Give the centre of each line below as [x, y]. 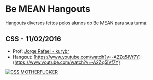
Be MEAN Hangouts [48, 9]
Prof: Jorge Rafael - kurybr [41, 51]
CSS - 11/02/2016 [33, 39]
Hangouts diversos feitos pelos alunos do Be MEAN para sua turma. [76, 23]
